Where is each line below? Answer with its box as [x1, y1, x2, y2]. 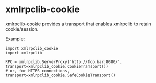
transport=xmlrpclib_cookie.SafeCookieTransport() [5, 73, 116, 78]
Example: [5, 36, 25, 42]
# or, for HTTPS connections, [5, 68, 70, 73]
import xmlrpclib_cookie [5, 46, 58, 51]
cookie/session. [5, 26, 39, 32]
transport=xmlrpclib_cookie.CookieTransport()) [5, 64, 109, 69]
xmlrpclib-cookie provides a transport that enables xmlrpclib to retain [5, 20, 152, 27]
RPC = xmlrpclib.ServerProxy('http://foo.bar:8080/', [5, 59, 123, 65]
